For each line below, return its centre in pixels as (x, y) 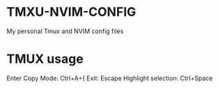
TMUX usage (45, 59)
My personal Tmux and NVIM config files (65, 31)
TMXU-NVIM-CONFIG (71, 12)
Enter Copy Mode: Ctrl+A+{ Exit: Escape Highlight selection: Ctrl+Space (110, 78)
